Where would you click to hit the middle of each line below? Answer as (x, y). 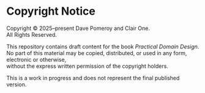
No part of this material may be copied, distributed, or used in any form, (97, 53)
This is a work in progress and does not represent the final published (93, 78)
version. (17, 84)
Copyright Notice (51, 11)
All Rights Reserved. (32, 34)
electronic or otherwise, (36, 59)
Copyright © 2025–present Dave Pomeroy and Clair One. (78, 28)
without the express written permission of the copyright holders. (87, 66)
